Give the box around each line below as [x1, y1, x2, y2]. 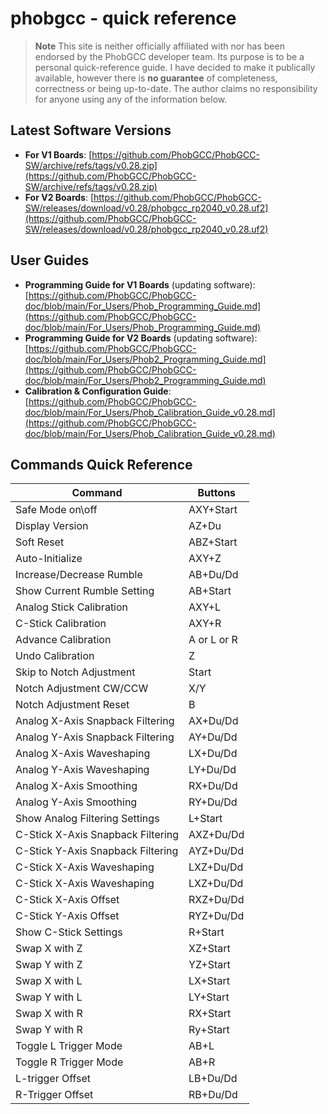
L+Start [188, 812, 223, 826]
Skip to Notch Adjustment [15, 665, 136, 679]
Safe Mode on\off [15, 503, 98, 517]
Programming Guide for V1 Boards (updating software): [24, 278, 256, 291]
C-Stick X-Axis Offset [15, 893, 120, 907]
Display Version [15, 519, 89, 533]
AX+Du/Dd [188, 714, 239, 728]
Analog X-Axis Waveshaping [15, 747, 151, 761]
